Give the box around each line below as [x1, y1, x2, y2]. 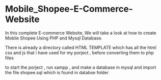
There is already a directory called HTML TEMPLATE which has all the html [5, 44, 157, 50]
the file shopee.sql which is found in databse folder [5, 69, 109, 75]
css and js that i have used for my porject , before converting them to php [5, 50, 154, 56]
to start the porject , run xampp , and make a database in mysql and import [5, 64, 156, 70]
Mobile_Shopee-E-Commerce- [5, 3, 133, 15]
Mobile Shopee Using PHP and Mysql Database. [5, 35, 103, 41]
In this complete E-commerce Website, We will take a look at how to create [5, 30, 157, 36]
